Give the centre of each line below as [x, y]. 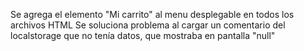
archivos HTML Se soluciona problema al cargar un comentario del [148, 25]
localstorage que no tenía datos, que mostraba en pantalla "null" [143, 35]
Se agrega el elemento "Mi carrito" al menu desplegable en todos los [152, 14]
